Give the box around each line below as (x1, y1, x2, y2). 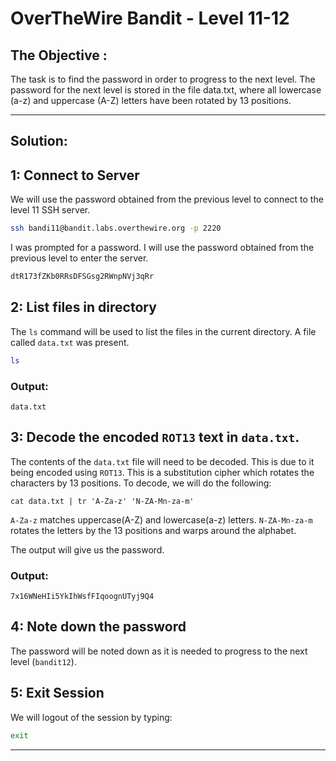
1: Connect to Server (10, 167, 140, 184)
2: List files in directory (10, 299, 157, 316)
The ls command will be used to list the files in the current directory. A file (10, 325, 317, 337)
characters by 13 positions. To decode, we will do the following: (10, 477, 272, 489)
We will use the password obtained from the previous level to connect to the (10, 193, 324, 206)
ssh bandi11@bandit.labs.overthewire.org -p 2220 (10, 223, 222, 234)
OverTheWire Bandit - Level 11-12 (10, 7, 290, 30)
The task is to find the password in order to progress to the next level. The (10, 73, 316, 85)
